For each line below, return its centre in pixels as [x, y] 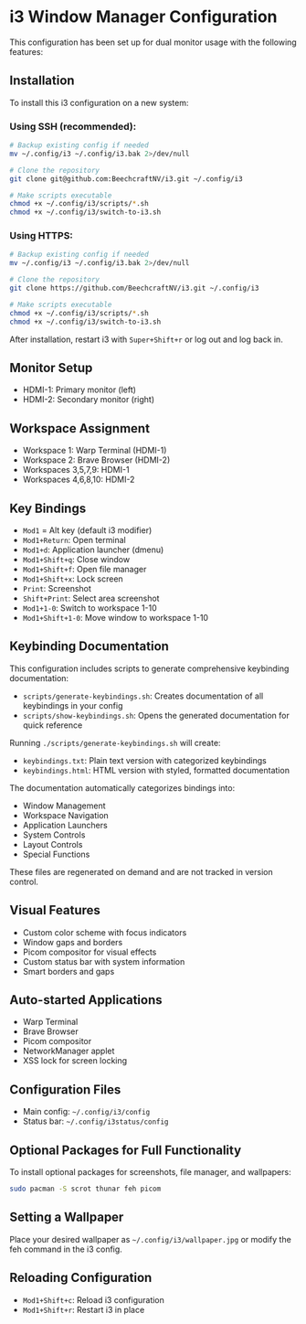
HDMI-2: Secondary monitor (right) [89, 400]
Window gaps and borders [73, 942]
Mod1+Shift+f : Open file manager [84, 570]
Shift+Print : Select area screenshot [91, 598]
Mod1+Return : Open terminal [74, 540]
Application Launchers [65, 825]
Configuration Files [65, 1089]
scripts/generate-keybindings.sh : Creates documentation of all [143, 696]
